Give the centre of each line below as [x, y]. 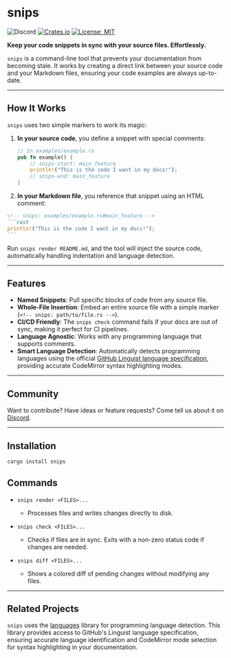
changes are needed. [57, 547]
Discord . [19, 418]
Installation [32, 446]
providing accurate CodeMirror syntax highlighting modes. [100, 366]
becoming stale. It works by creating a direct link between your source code [115, 65]
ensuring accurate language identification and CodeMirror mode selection [112, 640]
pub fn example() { [45, 157]
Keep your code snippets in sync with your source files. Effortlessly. [107, 45]
